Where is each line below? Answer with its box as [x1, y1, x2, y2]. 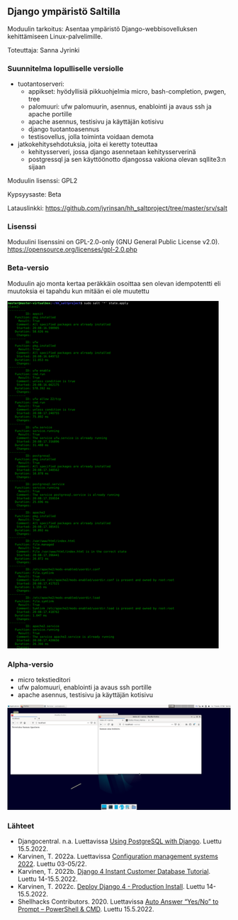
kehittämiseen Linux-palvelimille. [7, 32, 103, 40]
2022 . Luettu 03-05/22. [17, 860, 87, 868]
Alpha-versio [7, 659, 54, 669]
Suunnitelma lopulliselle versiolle [7, 63, 124, 73]
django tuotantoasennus [28, 125, 100, 133]
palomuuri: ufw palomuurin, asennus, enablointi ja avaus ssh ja [28, 102, 212, 111]
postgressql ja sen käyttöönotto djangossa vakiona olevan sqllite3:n [28, 155, 227, 164]
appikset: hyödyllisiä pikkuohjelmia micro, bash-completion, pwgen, [28, 87, 227, 96]
